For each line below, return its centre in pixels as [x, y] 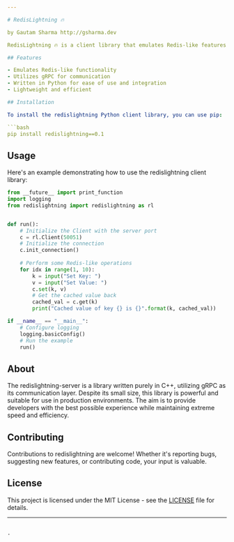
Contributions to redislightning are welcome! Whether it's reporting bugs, [112, 454]
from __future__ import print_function [65, 193]
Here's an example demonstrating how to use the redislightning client [107, 172]
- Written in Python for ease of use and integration [87, 83]
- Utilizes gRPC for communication [59, 77]
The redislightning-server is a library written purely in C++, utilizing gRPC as [117, 386]
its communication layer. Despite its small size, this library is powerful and [113, 393]
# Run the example [46, 340]
